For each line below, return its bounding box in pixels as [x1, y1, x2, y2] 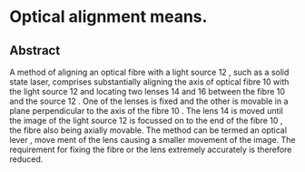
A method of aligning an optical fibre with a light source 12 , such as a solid [9, 66, 290, 77]
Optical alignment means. [9, 6, 208, 27]
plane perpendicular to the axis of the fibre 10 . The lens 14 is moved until [9, 106, 283, 116]
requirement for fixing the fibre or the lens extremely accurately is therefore [9, 144, 292, 155]
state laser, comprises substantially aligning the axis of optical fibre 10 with [9, 76, 290, 87]
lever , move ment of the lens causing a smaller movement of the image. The [9, 135, 296, 145]
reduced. [9, 154, 44, 165]
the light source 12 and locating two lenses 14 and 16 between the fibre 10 [9, 86, 286, 96]
